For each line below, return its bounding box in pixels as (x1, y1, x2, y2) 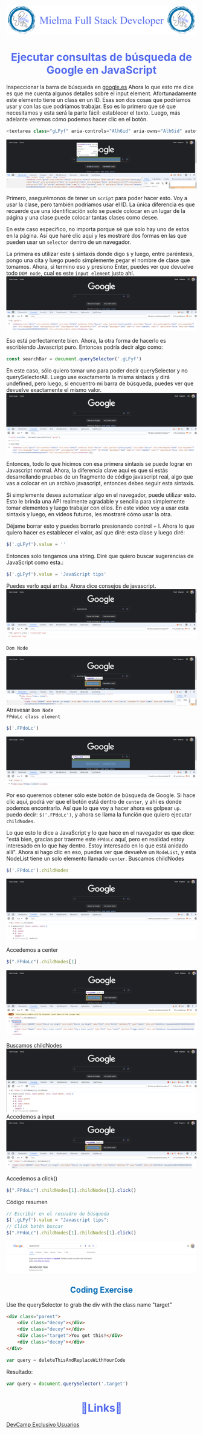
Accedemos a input (6, 1113, 55, 1120)
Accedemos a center (6, 946, 59, 954)
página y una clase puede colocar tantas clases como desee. (6, 214, 159, 221)
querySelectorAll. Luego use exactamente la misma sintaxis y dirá (6, 374, 170, 381)
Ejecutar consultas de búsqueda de (11, 50, 192, 64)
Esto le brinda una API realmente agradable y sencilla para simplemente (6, 498, 185, 505)
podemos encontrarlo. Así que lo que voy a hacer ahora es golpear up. (6, 804, 182, 812)
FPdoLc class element (6, 713, 61, 720)
